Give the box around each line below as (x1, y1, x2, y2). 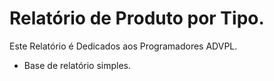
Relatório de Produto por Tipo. (9, 7, 265, 30)
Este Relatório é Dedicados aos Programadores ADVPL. (9, 40, 238, 52)
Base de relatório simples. (23, 59, 131, 71)
